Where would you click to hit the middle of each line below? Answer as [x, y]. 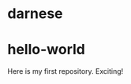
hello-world [47, 50]
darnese [35, 14]
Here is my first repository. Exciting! [65, 71]
